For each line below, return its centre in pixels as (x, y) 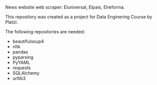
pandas (20, 52)
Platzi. (12, 22)
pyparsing (23, 57)
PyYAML (21, 62)
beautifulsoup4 (28, 41)
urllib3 (19, 78)
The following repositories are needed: (45, 32)
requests (22, 68)
